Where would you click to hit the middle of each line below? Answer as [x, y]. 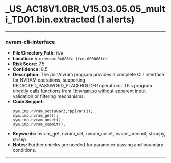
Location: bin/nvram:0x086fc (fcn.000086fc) [60, 59]
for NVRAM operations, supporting [49, 80]
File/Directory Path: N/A [38, 53]
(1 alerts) [116, 20]
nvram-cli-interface [30, 42]
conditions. [24, 150]
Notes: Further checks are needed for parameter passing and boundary [88, 145]
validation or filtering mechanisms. [49, 96]
